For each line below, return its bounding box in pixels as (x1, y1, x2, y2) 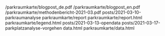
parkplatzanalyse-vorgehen (5, 25, 62, 31)
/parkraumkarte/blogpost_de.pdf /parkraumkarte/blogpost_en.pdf (5, 4, 141, 10)
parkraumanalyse (5, 15, 41, 20)
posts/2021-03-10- (102, 9, 141, 15)
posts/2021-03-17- (121, 20, 161, 26)
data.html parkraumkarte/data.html (63, 25, 135, 31)
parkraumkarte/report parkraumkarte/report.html (42, 15, 143, 20)
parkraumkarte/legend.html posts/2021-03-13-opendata (5, 20, 121, 26)
